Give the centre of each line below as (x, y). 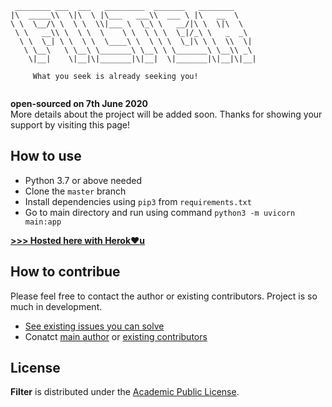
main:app (43, 222)
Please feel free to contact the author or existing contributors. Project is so (164, 296)
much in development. (56, 306)
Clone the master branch (75, 191)
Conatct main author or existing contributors (116, 336)
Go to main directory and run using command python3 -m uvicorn (160, 212)
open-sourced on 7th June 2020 (79, 103)
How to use (46, 156)
